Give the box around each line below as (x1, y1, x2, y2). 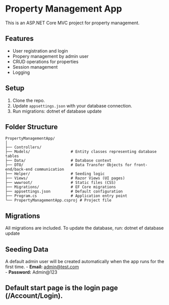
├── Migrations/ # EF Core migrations (5, 185, 116, 190)
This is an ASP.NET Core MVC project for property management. (5, 20, 140, 26)
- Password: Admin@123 (5, 269, 58, 275)
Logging (12, 69, 30, 75)
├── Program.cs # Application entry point (5, 193, 128, 198)
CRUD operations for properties (12, 59, 79, 65)
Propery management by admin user (12, 53, 89, 59)
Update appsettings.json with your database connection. (12, 103, 133, 109)
